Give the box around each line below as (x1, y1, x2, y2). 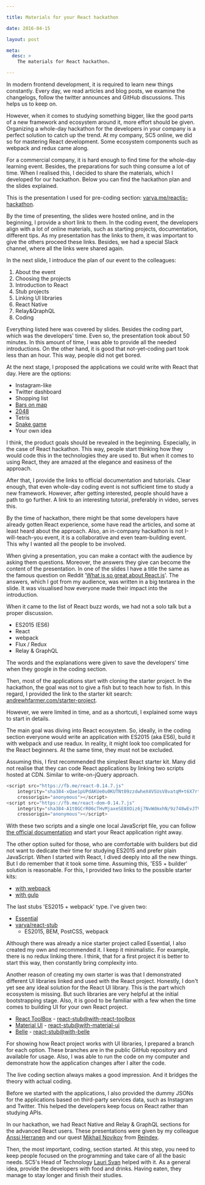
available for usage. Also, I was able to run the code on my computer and (6, 1053, 190, 1061)
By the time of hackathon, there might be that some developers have (6, 514, 179, 522)
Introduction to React (15, 281, 68, 289)
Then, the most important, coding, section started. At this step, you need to (6, 1145, 195, 1153)
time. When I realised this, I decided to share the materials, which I (6, 169, 173, 176)
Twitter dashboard (15, 388, 62, 395)
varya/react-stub (15, 921, 58, 929)
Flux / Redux (15, 641, 47, 647)
